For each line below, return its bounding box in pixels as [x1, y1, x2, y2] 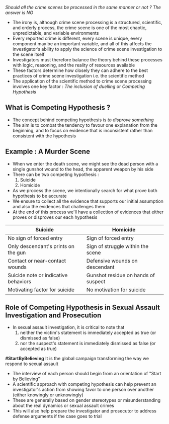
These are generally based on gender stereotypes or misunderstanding [12, 397, 161, 403]
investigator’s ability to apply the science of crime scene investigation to [12, 46, 162, 52]
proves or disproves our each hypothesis [12, 214, 98, 220]
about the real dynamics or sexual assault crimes [12, 402, 114, 409]
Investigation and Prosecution [5, 311, 102, 320]
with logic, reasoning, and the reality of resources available [12, 62, 135, 68]
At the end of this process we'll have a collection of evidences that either [12, 209, 164, 215]
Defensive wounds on [86, 257, 138, 264]
